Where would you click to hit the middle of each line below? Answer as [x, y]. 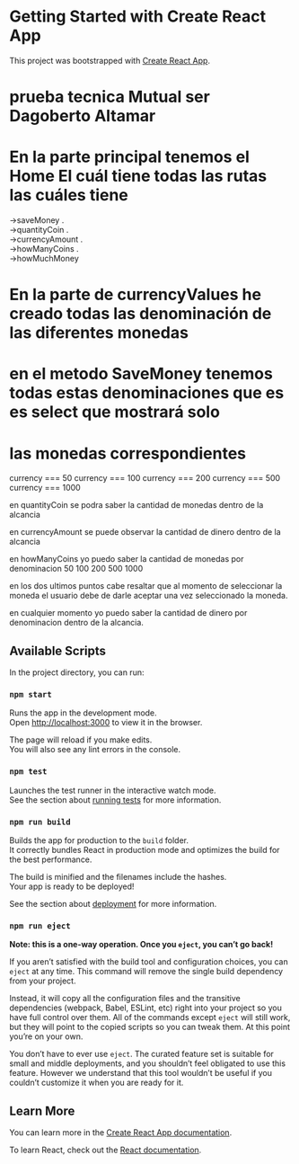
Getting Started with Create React [138, 17]
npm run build [40, 822]
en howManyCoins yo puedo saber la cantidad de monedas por [127, 559]
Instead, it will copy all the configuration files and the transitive [125, 999]
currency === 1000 [45, 488]
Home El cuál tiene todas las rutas [138, 176]
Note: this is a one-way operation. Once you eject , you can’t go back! [141, 945]
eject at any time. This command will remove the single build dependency [146, 972]
